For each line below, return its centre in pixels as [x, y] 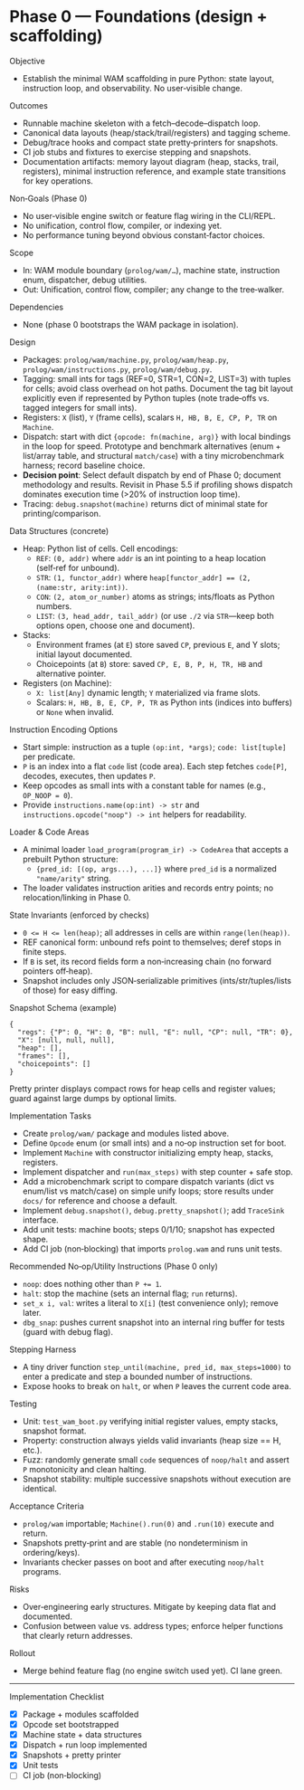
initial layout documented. [84, 654]
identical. [39, 1488]
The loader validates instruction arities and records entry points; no [148, 888]
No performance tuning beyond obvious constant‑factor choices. [143, 235]
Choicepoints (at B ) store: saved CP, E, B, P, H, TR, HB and [149, 663]
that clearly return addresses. [77, 1635]
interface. [40, 1220]
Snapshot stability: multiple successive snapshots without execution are [157, 1479]
